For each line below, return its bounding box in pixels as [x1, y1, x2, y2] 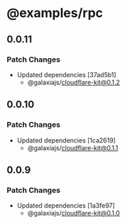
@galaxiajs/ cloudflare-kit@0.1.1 [27, 143, 118, 152]
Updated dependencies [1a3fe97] [16, 201, 115, 210]
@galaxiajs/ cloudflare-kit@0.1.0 [27, 209, 120, 218]
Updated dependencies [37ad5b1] [16, 70, 116, 79]
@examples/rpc [6, 5, 104, 21]
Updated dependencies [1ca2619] [16, 136, 116, 145]
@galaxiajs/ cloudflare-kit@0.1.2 [27, 78, 120, 86]
